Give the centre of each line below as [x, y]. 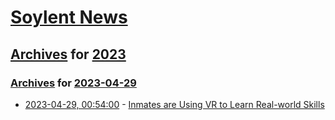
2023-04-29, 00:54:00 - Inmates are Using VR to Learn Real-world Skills [174, 104]
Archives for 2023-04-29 [73, 83]
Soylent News [69, 17]
